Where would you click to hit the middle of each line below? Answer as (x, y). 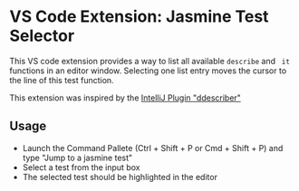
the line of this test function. (62, 80)
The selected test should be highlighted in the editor (120, 177)
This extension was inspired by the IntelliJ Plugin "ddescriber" (125, 98)
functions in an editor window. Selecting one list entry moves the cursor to (148, 71)
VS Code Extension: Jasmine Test (139, 17)
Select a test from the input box (81, 167)
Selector (42, 36)
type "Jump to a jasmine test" (77, 158)
